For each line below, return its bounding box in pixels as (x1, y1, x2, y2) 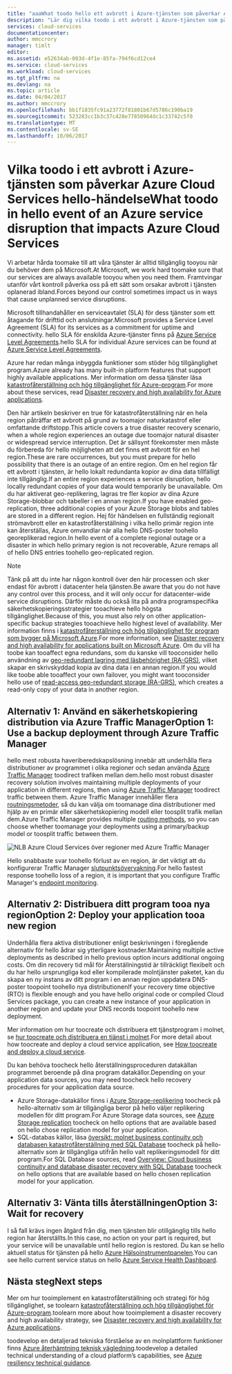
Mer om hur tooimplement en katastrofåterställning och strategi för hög (7, 1294, 210, 1302)
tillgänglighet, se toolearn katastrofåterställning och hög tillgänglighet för (7, 1301, 214, 1310)
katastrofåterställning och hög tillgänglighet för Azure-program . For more (7, 381, 213, 389)
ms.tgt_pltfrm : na (7, 74, 60, 82)
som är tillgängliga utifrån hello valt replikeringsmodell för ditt (46, 1147, 220, 1155)
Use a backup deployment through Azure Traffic (7, 727, 220, 739)
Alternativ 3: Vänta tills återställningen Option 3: (7, 1197, 218, 1209)
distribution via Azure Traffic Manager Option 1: (7, 716, 214, 728)
